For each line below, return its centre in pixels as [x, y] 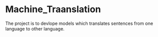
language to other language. [35, 28]
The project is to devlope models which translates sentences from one [79, 23]
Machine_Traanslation [53, 9]
